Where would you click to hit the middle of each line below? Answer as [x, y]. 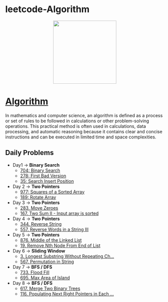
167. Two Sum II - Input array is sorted [59, 213]
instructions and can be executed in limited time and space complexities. [81, 137]
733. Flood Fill [35, 272]
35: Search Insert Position [47, 181]
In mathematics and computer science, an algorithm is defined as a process [84, 115]
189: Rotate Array [38, 197]
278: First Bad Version [43, 176]
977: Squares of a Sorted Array [52, 192]
